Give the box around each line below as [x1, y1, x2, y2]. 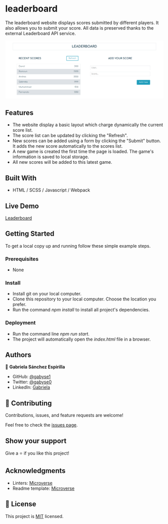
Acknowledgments [5, 467, 66, 475]
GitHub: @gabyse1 [12, 374, 51, 380]
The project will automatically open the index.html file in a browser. [12, 336, 151, 342]
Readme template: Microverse [12, 485, 75, 491]
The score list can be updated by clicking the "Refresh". [12, 133, 128, 139]
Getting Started [5, 230, 55, 238]
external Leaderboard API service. [5, 30, 76, 36]
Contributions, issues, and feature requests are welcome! [5, 412, 124, 418]
